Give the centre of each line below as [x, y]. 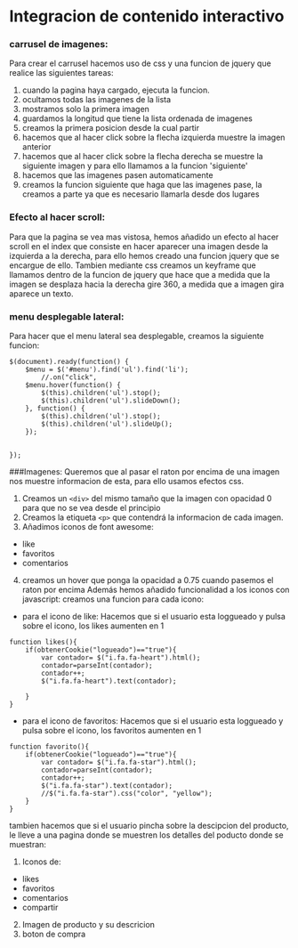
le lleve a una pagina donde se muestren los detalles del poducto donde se [146, 835]
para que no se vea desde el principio [91, 508]
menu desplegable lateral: [67, 316]
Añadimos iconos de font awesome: [88, 527]
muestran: [28, 845]
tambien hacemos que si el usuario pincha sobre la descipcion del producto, [149, 826]
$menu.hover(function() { [73, 385]
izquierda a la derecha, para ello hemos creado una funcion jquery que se [145, 255]
